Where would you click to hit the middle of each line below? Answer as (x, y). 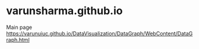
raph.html (18, 40)
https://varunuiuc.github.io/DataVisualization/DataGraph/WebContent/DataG (99, 33)
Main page (19, 27)
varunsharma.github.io (64, 11)
